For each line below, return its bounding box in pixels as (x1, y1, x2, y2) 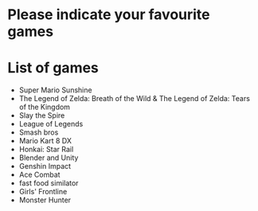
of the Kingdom (18, 102, 71, 112)
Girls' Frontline (18, 187, 68, 197)
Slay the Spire (18, 111, 65, 120)
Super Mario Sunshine (18, 85, 92, 95)
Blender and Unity (18, 153, 79, 162)
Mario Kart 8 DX (18, 136, 72, 146)
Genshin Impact (18, 162, 72, 171)
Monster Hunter (18, 195, 72, 205)
